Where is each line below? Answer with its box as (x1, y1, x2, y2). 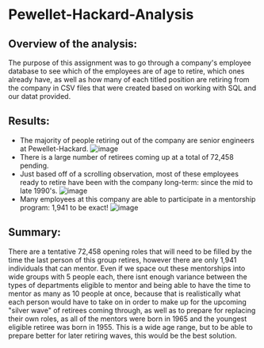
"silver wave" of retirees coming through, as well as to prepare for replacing (8, 305, 256, 315)
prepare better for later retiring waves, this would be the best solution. (8, 331, 237, 340)
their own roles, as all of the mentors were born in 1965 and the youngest (8, 314, 247, 323)
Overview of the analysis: (8, 37, 137, 51)
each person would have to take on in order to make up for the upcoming (8, 297, 247, 306)
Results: (8, 115, 50, 128)
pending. (19, 161, 49, 170)
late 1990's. (19, 186, 58, 195)
